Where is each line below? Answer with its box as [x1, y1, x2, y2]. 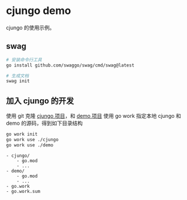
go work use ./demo [6, 142, 54, 148]
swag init [6, 78, 30, 84]
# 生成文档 [6, 73, 29, 79]
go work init [6, 131, 38, 138]
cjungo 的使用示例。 [6, 24, 55, 31]
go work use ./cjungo [6, 136, 59, 142]
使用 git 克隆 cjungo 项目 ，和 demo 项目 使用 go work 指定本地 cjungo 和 [6, 113, 181, 120]
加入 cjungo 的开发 [6, 96, 74, 106]
